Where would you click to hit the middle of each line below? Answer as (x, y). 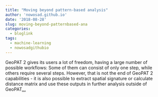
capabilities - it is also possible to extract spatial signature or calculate (79, 78)
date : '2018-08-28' (26, 19)
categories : (18, 29)
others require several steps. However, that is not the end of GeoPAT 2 (79, 73)
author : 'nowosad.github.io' (36, 15)
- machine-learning (31, 43)
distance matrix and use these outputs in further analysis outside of (76, 84)
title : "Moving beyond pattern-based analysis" (57, 10)
